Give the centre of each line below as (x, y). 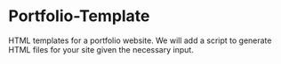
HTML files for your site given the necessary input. (101, 49)
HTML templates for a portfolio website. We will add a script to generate (140, 40)
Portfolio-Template (79, 16)
